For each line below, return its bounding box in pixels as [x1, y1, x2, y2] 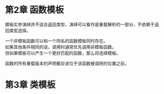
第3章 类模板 [5, 79, 56, 91]
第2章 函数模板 [5, 4, 64, 16]
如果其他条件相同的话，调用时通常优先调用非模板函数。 [5, 44, 116, 50]
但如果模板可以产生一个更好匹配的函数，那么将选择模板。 [5, 50, 121, 56]
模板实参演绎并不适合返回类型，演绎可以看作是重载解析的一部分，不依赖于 [5, 21, 155, 27]
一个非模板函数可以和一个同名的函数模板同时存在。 [5, 38, 108, 44]
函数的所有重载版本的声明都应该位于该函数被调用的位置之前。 [5, 60, 129, 66]
